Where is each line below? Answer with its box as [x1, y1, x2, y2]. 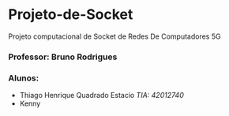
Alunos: [8, 73, 39, 84]
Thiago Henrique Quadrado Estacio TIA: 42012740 [19, 91, 184, 100]
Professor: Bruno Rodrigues [8, 51, 118, 62]
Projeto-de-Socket [8, 6, 133, 24]
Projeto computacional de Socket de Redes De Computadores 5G [8, 32, 221, 41]
